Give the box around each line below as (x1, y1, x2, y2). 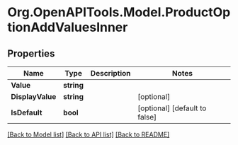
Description (90, 69, 131, 78)
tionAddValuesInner (7, 19, 128, 35)
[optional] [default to (137, 103, 207, 113)
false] (137, 112, 157, 122)
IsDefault (11, 108, 42, 117)
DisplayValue (11, 92, 57, 101)
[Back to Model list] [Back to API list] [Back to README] (7, 130, 170, 139)
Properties (7, 47, 55, 59)
